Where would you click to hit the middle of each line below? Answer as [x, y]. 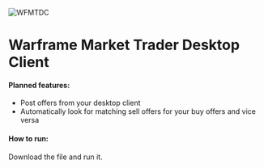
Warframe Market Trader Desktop [124, 45]
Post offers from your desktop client [80, 103]
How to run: [28, 138]
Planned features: [39, 85]
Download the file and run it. [55, 157]
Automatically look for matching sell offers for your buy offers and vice [138, 111]
